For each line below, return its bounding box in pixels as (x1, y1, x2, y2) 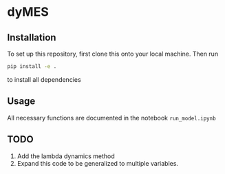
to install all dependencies (7, 75, 81, 83)
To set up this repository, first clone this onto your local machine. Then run (7, 50, 219, 58)
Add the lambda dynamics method (17, 152, 115, 160)
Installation (7, 32, 56, 43)
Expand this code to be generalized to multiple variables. (17, 159, 179, 167)
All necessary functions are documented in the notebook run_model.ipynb (7, 113, 216, 122)
